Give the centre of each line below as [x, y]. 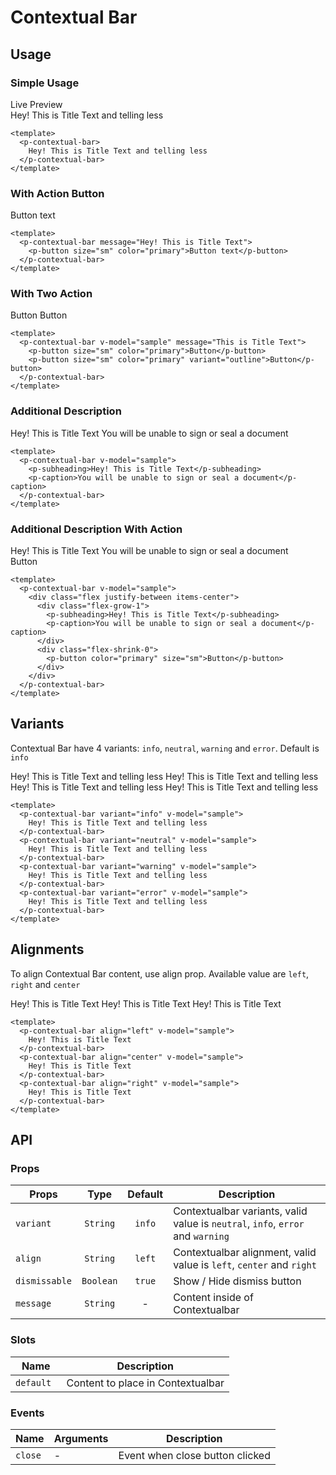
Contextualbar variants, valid [240, 1211]
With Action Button [57, 193]
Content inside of [213, 1298]
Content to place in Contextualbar [145, 1383]
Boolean [99, 1281]
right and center [45, 984]
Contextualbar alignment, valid [245, 1253]
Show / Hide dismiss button [237, 1281]
